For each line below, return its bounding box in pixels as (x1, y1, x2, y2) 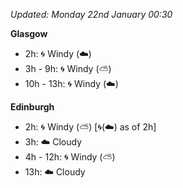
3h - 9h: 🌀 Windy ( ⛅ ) (24, 63, 112, 74)
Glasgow (10, 28, 48, 39)
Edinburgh (10, 101, 55, 113)
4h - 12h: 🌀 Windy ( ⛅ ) (24, 151, 116, 163)
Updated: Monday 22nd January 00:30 (10, 9, 173, 20)
